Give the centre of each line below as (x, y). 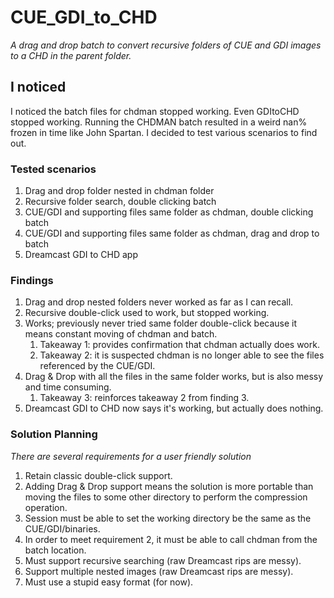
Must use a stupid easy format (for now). (109, 582)
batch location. (55, 550)
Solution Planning (54, 434)
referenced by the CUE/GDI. (97, 366)
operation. (46, 507)
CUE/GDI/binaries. (62, 528)
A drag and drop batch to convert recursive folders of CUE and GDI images (166, 45)
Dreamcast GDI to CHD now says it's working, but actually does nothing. (174, 408)
